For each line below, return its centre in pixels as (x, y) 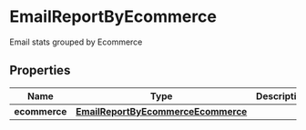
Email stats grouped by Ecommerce (76, 42)
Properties (40, 70)
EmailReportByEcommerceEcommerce (162, 111)
